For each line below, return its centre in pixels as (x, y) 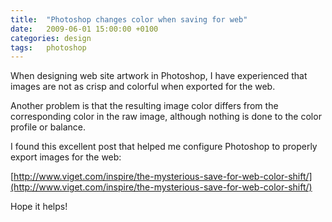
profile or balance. (48, 127)
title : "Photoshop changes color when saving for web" (129, 19)
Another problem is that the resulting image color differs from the (144, 106)
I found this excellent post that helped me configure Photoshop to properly (164, 147)
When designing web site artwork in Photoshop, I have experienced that (159, 76)
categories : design (51, 38)
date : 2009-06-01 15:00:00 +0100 (84, 29)
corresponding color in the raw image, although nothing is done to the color (166, 117)
